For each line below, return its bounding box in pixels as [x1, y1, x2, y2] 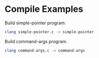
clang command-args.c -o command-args [4, 48, 85, 53]
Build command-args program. [4, 38, 68, 44]
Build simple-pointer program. [4, 20, 66, 26]
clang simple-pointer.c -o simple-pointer [4, 29, 94, 34]
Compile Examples [4, 3, 84, 15]
